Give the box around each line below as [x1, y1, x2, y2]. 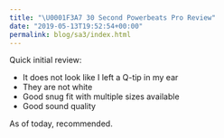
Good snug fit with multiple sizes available [22, 91, 180, 102]
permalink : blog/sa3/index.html [9, 30, 131, 39]
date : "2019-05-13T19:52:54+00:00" [9, 22, 144, 31]
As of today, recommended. [9, 118, 113, 129]
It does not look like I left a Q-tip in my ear [22, 72, 179, 83]
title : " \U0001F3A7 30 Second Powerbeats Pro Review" [9, 13, 217, 23]
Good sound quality [22, 101, 97, 112]
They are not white [22, 82, 93, 93]
